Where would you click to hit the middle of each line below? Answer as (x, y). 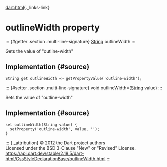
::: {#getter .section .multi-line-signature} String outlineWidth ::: (70, 41)
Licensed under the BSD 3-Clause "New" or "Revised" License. (71, 148)
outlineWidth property (53, 28)
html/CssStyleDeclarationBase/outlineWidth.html (55, 159)
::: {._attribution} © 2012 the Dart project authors (55, 143)
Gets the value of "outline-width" (39, 51)
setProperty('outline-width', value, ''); (55, 129)
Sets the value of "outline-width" (39, 97)
